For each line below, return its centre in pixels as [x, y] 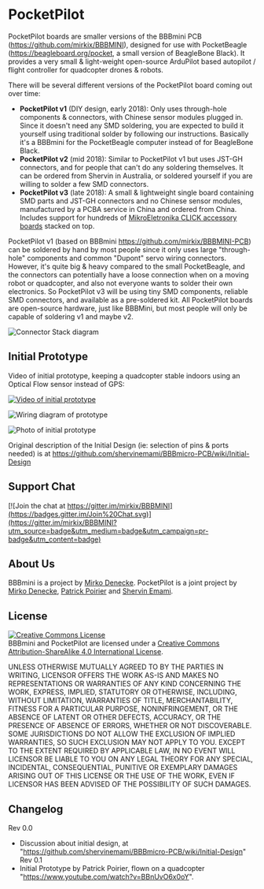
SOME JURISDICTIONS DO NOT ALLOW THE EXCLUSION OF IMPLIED [122, 734]
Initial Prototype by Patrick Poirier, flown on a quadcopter [112, 868]
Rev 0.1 [31, 860]
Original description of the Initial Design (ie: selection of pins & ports [119, 445]
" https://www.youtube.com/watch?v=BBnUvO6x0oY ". [106, 877]
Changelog [36, 809]
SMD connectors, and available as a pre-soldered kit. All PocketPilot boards [130, 299]
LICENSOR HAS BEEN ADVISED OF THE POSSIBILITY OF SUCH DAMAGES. [130, 784]
